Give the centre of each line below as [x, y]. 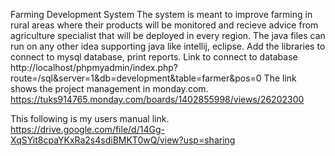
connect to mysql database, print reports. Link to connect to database [154, 57]
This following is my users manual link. [90, 118]
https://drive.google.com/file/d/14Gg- [87, 129]
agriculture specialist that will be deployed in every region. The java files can [168, 35]
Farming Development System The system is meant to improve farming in [161, 14]
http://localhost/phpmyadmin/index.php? [94, 67]
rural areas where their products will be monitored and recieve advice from [164, 25]
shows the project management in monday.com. [109, 88]
